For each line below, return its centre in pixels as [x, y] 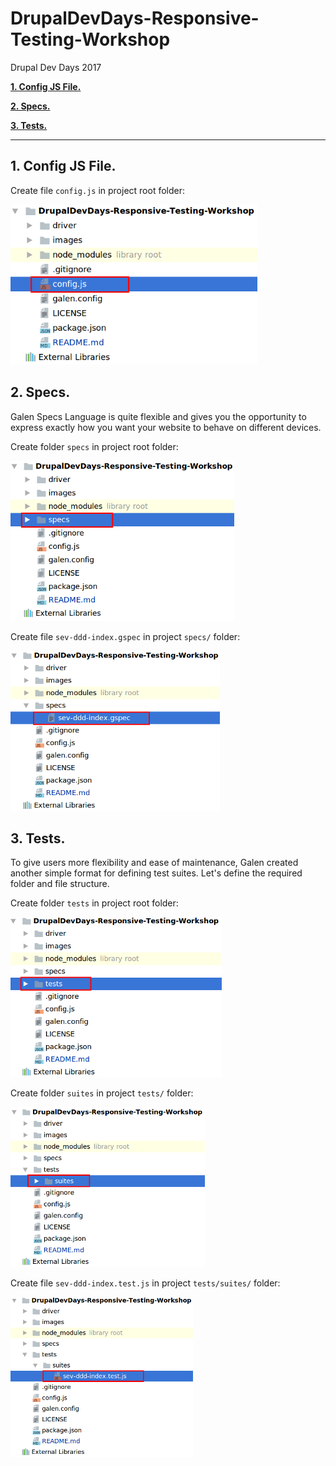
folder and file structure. [60, 884]
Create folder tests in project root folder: [94, 903]
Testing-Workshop [90, 39]
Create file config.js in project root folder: [98, 190]
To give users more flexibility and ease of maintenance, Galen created [154, 863]
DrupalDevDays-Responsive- [135, 18]
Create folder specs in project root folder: [94, 446]
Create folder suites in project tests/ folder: [102, 1093]
